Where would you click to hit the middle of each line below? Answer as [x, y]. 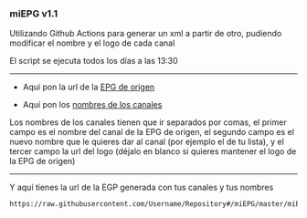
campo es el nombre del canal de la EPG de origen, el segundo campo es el [152, 132]
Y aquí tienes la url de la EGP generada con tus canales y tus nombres [142, 187]
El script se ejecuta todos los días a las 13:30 [94, 61]
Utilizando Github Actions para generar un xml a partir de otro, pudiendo [146, 34]
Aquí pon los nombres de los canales [92, 105]
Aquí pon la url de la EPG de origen [89, 87]
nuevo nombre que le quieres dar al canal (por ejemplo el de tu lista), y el [147, 142]
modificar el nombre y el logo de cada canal [92, 43]
